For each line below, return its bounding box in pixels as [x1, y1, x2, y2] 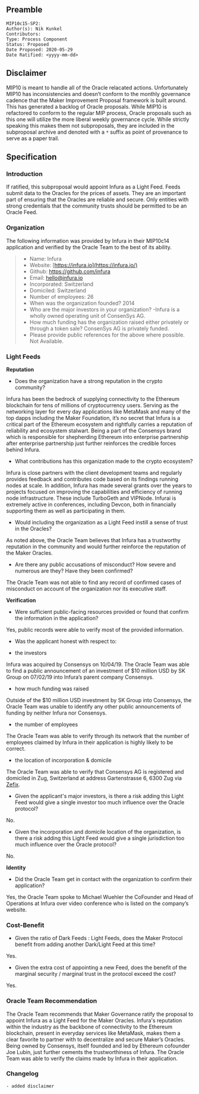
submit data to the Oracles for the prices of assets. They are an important [6, 190, 186, 197]
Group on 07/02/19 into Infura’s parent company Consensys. [6, 673, 154, 681]
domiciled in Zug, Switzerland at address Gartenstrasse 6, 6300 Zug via [6, 774, 182, 781]
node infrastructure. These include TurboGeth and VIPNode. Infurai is [6, 495, 176, 502]
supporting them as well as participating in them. [6, 507, 126, 514]
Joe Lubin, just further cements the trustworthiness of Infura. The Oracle [6, 1048, 184, 1055]
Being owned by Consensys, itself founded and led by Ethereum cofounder [6, 1042, 190, 1049]
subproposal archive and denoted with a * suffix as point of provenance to [6, 128, 188, 135]
